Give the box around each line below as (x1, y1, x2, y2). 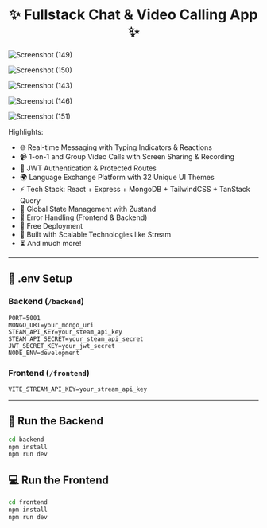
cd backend (8, 436, 44, 444)
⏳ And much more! (19, 238, 82, 248)
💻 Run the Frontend (8, 473, 109, 487)
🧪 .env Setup (8, 272, 73, 286)
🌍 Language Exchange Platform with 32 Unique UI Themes (19, 172, 215, 182)
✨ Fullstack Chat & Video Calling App (9, 6, 258, 24)
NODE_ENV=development (8, 349, 80, 357)
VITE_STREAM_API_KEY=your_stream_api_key (8, 385, 148, 393)
